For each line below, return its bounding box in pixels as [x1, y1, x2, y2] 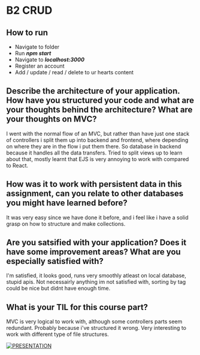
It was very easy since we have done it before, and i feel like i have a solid [6, 214, 189, 221]
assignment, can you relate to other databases [6, 189, 184, 199]
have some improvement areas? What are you [6, 247, 181, 257]
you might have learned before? [6, 198, 128, 208]
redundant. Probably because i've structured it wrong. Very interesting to [6, 324, 187, 332]
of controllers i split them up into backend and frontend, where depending [6, 136, 189, 144]
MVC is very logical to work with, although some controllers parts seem [6, 318, 183, 325]
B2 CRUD [6, 4, 53, 17]
